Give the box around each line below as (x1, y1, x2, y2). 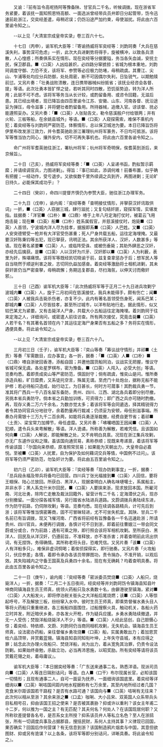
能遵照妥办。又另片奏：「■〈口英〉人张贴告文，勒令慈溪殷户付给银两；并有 (5, 110, 156, 116)
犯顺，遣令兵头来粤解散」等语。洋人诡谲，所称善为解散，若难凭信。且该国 (5, 426, 154, 432)
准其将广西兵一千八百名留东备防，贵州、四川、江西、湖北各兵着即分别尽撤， (5, 389, 158, 395)
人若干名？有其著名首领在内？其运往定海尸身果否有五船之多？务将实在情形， (5, 320, 158, 326)
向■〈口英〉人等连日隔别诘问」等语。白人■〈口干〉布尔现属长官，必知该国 (5, 670, 158, 675)
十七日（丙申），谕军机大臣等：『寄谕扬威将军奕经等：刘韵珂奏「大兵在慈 (13, 43, 158, 49)
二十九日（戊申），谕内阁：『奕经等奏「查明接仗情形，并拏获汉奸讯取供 (13, 200, 154, 206)
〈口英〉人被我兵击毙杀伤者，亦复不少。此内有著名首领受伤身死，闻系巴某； (5, 296, 158, 301)
